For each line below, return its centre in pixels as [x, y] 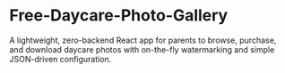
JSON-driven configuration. [60, 59]
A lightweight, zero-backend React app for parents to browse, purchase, [143, 40]
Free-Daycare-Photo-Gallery [119, 16]
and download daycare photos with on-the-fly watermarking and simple [142, 49]
